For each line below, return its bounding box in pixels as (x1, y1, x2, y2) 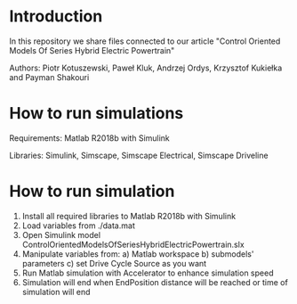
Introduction (9, 6, 103, 27)
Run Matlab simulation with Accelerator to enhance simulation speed (21, 267, 274, 278)
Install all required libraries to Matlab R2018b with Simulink (21, 210, 237, 221)
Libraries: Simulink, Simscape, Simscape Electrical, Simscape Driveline (9, 150, 269, 160)
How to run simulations (9, 103, 184, 124)
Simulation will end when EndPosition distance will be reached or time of (21, 276, 289, 287)
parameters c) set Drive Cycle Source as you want (21, 258, 207, 268)
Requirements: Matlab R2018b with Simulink (9, 132, 171, 144)
